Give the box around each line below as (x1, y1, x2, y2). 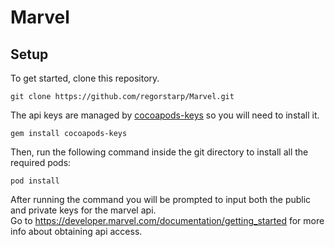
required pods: (10, 157, 72, 168)
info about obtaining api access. (10, 226, 143, 237)
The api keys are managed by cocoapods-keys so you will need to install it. (10, 109, 320, 121)
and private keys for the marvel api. (10, 204, 157, 216)
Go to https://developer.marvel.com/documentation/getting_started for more (10, 215, 325, 226)
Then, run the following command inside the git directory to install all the (10, 146, 309, 158)
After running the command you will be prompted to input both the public (10, 194, 312, 205)
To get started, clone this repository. (10, 72, 160, 84)
